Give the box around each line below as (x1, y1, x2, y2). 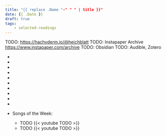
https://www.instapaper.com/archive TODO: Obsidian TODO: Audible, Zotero (5, 44, 162, 50)
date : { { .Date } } (5, 12, 43, 17)
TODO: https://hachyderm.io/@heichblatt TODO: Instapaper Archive (5, 39, 144, 45)
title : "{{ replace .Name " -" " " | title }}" (5, 7, 103, 12)
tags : (5, 21, 16, 26)
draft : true (5, 16, 30, 21)
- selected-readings (14, 26, 56, 31)
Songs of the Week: (12, 110, 53, 116)
